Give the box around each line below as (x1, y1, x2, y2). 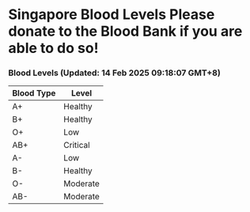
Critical (62, 140, 90, 151)
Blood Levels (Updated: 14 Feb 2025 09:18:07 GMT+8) (8, 67, 222, 78)
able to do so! (8, 40, 99, 57)
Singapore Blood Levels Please (8, 6, 215, 24)
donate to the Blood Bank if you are (8, 22, 243, 40)
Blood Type (12, 88, 56, 99)
